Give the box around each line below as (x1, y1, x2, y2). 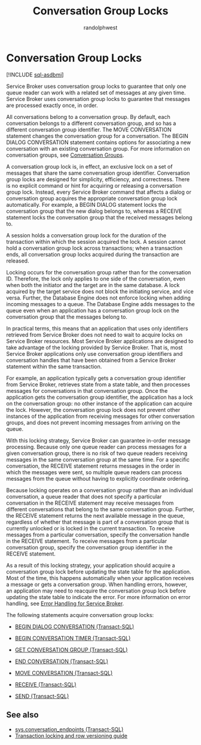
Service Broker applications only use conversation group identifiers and (6, 350, 183, 357)
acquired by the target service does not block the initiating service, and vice (6, 288, 194, 295)
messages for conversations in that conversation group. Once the (6, 387, 168, 394)
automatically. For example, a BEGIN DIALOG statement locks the (6, 201, 166, 208)
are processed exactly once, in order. (6, 102, 98, 109)
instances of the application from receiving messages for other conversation (6, 413, 195, 420)
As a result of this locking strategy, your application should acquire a (6, 561, 175, 569)
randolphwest (83, 24, 118, 31)
